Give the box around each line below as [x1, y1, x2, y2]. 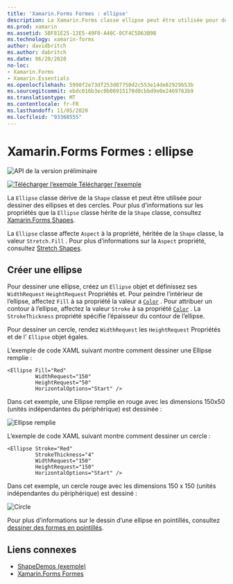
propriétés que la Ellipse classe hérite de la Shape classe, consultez [7, 208, 202, 216]
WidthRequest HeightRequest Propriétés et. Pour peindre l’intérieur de [7, 290, 203, 298]
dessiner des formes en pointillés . [7, 524, 104, 532]
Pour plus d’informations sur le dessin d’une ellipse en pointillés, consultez [7, 516, 221, 525]
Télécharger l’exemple [78, 180, 142, 188]
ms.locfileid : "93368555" [7, 113, 82, 120]
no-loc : [7, 62, 30, 69]
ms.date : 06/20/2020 [7, 56, 67, 63]
